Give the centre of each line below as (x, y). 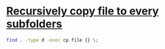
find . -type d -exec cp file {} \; (52, 40)
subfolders (34, 24)
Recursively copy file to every (82, 11)
